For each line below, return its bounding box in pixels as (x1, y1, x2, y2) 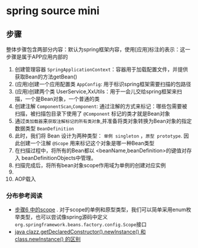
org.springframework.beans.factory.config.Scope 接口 (14, 221, 147, 228)
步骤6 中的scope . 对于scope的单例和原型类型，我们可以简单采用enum (14, 206, 187, 213)
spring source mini (6, 4, 100, 18)
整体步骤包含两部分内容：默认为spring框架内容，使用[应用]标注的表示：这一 (6, 46, 190, 53)
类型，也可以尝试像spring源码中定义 (19, 214, 108, 221)
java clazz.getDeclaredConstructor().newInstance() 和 (14, 229, 146, 236)
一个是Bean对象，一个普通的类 (25, 96, 100, 102)
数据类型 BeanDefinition (14, 125, 74, 132)
